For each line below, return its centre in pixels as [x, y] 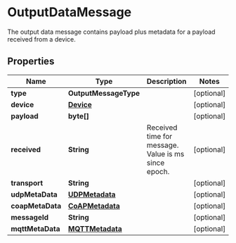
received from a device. [41, 39]
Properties [31, 62]
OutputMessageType [104, 93]
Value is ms [165, 154]
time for [159, 136]
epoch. [158, 171]
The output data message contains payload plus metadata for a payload [111, 32]
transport [27, 182]
